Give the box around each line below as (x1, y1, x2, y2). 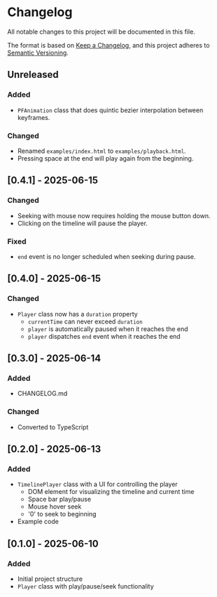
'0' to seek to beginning (27, 510, 97, 518)
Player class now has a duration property (17, 309, 138, 318)
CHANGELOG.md (17, 389, 68, 398)
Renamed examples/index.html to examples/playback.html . (17, 147, 187, 155)
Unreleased (7, 69, 59, 81)
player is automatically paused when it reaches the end (27, 324, 188, 333)
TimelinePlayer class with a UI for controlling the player (17, 480, 178, 488)
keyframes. (17, 113, 50, 121)
